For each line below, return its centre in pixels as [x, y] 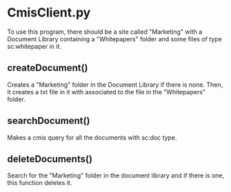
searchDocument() [49, 121]
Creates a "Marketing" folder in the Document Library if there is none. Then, [115, 85]
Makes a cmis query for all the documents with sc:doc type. [92, 137]
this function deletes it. [40, 183]
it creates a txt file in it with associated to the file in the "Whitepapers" [106, 92]
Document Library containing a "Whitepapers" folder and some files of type [114, 39]
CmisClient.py [49, 13]
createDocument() [48, 68]
